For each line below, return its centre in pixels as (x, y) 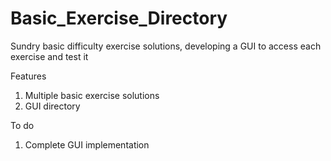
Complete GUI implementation (87, 144)
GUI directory (52, 106)
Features (28, 76)
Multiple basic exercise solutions (92, 95)
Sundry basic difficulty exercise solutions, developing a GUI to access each (166, 46)
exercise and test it (49, 56)
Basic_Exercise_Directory (119, 18)
